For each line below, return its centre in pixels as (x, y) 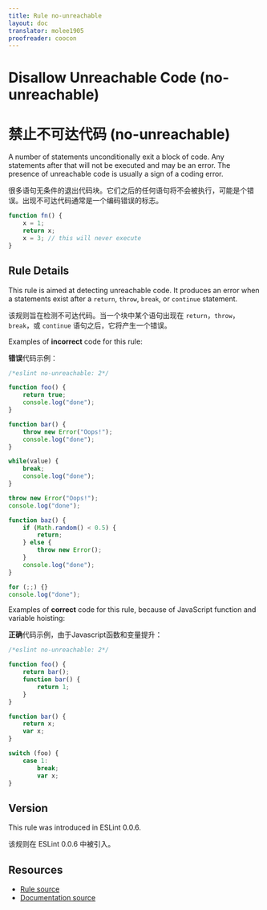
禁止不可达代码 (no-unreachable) (119, 134)
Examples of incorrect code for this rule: (75, 341)
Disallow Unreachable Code (102, 78)
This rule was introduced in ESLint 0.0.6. (75, 827)
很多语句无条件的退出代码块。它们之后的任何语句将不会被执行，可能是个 (127, 190)
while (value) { (34, 461)
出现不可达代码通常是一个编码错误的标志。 (92, 201)
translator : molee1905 (46, 31)
